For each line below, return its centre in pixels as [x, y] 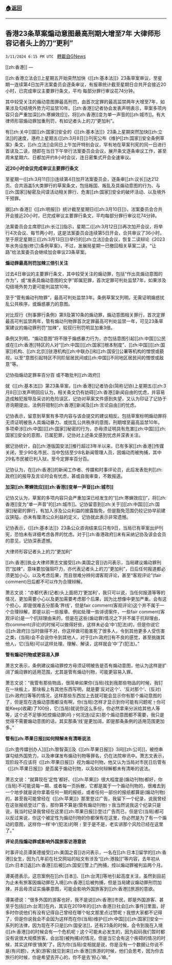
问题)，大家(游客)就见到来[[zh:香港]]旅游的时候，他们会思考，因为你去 [90, 951]
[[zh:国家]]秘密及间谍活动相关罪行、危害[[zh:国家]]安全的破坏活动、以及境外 [85, 192]
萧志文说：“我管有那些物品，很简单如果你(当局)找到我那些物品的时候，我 [82, 683]
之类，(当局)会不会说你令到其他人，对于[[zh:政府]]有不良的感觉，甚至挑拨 [83, 637]
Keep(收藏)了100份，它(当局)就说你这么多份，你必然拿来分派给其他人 [83, 709]
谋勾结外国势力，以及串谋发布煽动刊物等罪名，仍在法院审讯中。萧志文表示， [86, 756]
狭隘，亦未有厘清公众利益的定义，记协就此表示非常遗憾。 [70, 517]
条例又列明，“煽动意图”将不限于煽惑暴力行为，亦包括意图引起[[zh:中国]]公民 [85, 338]
